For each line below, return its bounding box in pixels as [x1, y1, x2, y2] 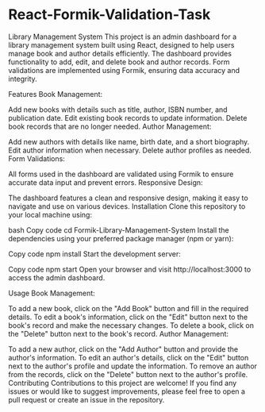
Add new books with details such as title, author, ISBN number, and [8, 105, 228, 114]
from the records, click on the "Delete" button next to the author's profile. [8, 369, 248, 379]
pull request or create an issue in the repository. [8, 395, 165, 404]
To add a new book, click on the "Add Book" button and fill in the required [8, 303, 248, 313]
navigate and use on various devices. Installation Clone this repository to [8, 201, 246, 211]
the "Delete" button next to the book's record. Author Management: [8, 329, 229, 338]
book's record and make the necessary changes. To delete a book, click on [8, 320, 254, 330]
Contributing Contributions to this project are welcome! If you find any [8, 378, 237, 387]
